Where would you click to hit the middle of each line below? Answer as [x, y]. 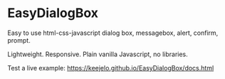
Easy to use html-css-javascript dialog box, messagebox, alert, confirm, [113, 33]
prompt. [19, 40]
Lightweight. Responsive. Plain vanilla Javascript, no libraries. [98, 54]
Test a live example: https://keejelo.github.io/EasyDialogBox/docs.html [111, 68]
